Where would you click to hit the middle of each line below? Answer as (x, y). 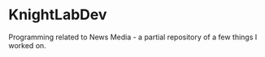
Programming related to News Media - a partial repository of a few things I (133, 37)
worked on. (27, 45)
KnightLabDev (58, 15)
